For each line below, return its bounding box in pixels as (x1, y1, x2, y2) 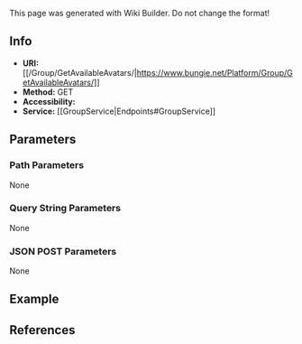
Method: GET (22, 86, 74, 98)
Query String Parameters (9, 202, 122, 215)
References (9, 322, 76, 338)
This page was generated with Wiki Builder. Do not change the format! (9, 8, 270, 18)
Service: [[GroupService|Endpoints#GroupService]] (22, 106, 216, 116)
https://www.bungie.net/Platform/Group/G (136, 67, 293, 78)
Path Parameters (9, 159, 84, 172)
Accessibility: (22, 96, 76, 107)
